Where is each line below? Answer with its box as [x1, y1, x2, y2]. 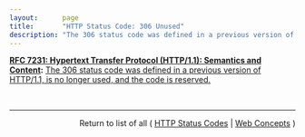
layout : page [9, 13, 79, 23]
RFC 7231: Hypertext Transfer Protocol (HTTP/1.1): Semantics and [9, 55, 261, 66]
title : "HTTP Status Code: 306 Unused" [9, 22, 184, 31]
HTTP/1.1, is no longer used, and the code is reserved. [9, 74, 212, 85]
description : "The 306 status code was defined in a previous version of [9, 30, 295, 39]
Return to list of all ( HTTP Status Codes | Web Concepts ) [79, 118, 296, 129]
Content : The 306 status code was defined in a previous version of [9, 64, 261, 75]
